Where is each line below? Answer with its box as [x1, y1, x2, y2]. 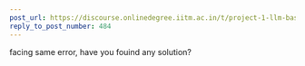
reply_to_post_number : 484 [9, 22, 112, 31]
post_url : [9, 13, 47, 23]
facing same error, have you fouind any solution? [9, 46, 192, 57]
